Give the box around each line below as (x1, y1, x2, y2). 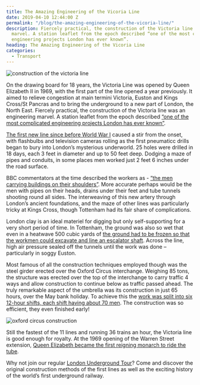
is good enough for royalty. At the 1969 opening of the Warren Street (6, 335, 174, 342)
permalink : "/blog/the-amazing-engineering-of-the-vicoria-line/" (6, 20, 174, 26)
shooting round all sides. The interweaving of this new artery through (6, 193, 176, 200)
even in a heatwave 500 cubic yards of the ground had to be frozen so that (6, 230, 190, 237)
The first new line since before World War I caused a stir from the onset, (6, 131, 183, 138)
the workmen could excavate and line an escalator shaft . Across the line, (6, 237, 185, 244)
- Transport (11, 53, 42, 59)
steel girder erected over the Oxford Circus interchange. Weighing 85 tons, (6, 267, 190, 274)
